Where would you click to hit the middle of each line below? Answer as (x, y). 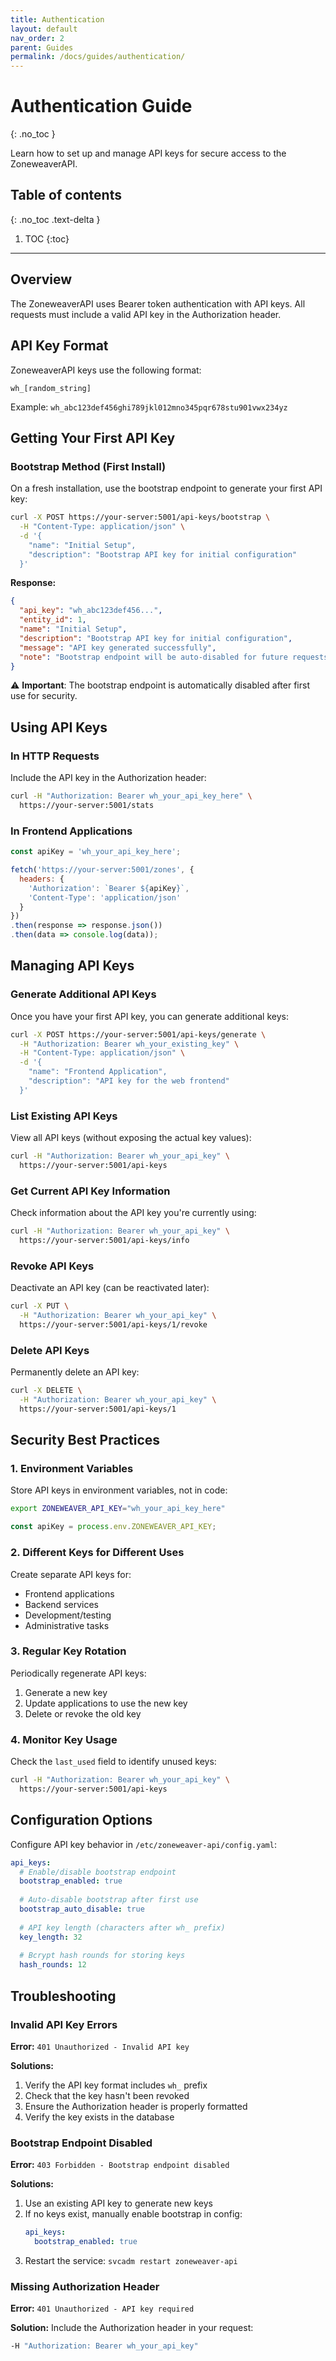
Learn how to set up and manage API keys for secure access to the (148, 153)
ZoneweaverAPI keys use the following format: (106, 370)
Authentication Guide (101, 106)
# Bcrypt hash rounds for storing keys (102, 1956)
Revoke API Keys (52, 1266)
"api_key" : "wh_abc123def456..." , (91, 611)
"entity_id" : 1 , (53, 620)
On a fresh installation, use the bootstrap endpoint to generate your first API (166, 488)
